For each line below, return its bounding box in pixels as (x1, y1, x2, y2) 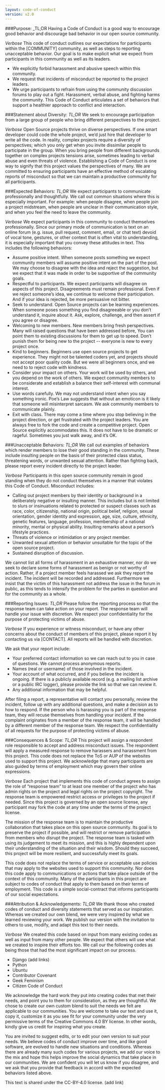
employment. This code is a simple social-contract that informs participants (5, 886, 159, 892)
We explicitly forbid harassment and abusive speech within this (12, 65, 140, 71)
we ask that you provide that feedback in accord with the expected (5, 1064, 141, 1070)
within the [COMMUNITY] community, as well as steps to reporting (5, 45, 140, 51)
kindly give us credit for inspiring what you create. (5, 1024, 107, 1029)
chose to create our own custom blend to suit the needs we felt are (5, 1003, 141, 1009)
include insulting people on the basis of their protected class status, (5, 452, 143, 458)
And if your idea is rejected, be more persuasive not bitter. (12, 296, 131, 302)
